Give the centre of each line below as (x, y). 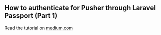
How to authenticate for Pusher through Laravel (80, 8)
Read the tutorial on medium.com (39, 28)
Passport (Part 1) (31, 16)
